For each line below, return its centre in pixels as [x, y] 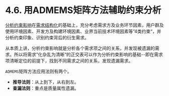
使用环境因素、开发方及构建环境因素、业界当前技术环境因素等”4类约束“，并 [83, 31]
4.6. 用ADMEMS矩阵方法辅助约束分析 [83, 10]
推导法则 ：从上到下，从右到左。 [46, 82]
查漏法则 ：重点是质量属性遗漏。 [46, 88]
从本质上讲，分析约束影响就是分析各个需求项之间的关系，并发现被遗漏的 [80, 48]
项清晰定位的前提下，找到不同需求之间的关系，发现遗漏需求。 [69, 60]
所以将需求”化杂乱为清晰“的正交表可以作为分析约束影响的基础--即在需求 [89, 54]
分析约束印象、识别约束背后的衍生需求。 [47, 37]
